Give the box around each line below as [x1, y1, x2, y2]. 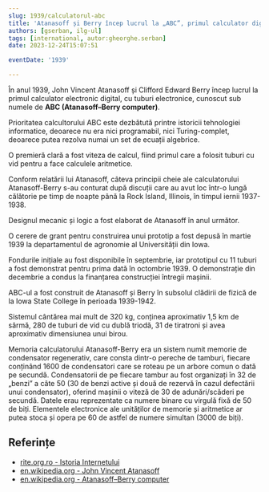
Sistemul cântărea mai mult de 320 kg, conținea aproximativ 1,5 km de [8, 312, 239, 321]
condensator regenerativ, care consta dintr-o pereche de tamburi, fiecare [8, 353, 251, 362]
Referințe [8, 436, 56, 449]
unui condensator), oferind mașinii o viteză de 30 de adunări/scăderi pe [8, 387, 245, 396]
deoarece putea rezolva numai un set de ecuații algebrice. [8, 135, 200, 144]
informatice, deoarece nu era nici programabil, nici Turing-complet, [8, 126, 230, 136]
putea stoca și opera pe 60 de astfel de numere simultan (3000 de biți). [8, 413, 244, 422]
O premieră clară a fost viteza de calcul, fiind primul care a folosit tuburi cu [8, 150, 255, 160]
